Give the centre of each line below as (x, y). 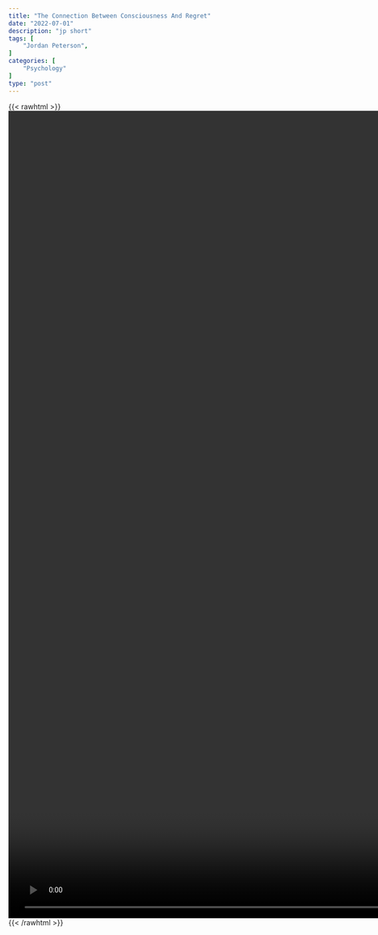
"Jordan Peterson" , (56, 46)
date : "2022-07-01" (41, 23)
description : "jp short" (50, 31)
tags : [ (21, 38)
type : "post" (30, 83)
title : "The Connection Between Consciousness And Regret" (110, 16)
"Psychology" (45, 69)
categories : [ (32, 61)
